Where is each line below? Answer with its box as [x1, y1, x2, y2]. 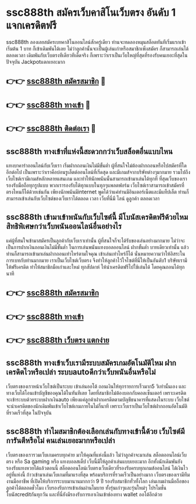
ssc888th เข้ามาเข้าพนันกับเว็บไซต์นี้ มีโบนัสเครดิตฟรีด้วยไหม [6, 212, 188, 222]
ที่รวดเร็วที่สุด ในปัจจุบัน [6, 409, 52, 416]
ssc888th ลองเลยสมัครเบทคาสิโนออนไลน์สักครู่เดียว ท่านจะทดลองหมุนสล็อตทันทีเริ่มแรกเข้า [6, 38, 186, 45]
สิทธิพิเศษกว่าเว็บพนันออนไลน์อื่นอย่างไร [6, 222, 122, 231]
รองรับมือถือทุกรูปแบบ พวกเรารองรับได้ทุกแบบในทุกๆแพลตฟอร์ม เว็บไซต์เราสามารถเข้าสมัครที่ [6, 182, 184, 189]
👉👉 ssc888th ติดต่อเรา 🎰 [6, 124, 97, 134]
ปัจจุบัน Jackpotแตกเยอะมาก [6, 58, 66, 65]
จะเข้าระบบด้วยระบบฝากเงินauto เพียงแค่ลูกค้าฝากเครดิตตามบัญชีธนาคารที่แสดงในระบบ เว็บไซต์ [6, 396, 190, 403]
